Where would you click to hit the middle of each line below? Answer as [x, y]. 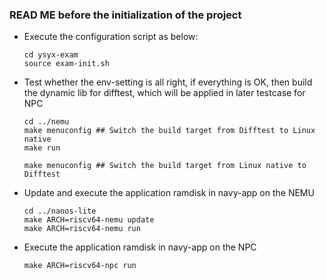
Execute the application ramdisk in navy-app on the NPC [140, 247]
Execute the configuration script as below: [111, 37]
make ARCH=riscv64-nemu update [89, 220]
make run [42, 148]
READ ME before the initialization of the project [125, 15]
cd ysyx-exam [51, 55]
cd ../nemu [46, 122]
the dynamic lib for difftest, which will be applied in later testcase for [164, 93]
